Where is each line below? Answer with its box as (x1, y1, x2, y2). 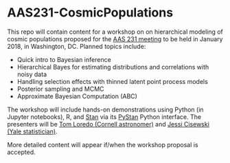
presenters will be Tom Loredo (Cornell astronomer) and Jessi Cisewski (7, 120, 209, 128)
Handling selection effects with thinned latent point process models (16, 77, 208, 85)
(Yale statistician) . (7, 127, 58, 135)
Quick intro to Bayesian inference (16, 55, 111, 63)
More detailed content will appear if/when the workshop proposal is (7, 140, 198, 149)
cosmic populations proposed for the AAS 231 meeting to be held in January (7, 34, 223, 43)
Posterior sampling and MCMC (16, 85, 104, 93)
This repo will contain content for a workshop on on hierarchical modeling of (7, 28, 223, 36)
